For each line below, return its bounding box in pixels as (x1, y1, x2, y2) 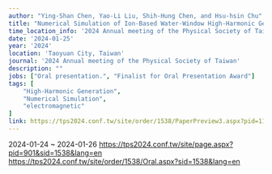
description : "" (8, 65, 63, 73)
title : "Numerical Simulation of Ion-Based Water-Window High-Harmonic (8, 19, 255, 28)
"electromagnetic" (23, 102, 85, 110)
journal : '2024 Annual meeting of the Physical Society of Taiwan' (8, 57, 241, 66)
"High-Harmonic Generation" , (23, 87, 121, 95)
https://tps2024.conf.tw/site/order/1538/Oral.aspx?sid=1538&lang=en (8, 156, 240, 166)
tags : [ (8, 79, 35, 87)
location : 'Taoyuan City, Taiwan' (8, 49, 125, 57)
